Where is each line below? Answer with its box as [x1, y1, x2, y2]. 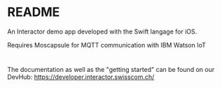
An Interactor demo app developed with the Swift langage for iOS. [7, 27, 197, 36]
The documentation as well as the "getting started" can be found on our [7, 66, 215, 74]
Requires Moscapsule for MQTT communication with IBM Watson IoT [7, 41, 207, 49]
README [7, 4, 60, 20]
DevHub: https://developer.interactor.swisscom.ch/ [7, 73, 155, 81]
